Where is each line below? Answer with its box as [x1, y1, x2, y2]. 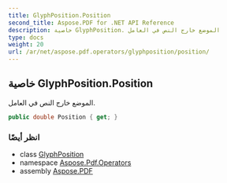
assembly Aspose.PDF [19, 166, 93, 175]
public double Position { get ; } [8, 113, 118, 121]
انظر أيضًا [8, 131, 40, 142]
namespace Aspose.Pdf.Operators [19, 158, 132, 167]
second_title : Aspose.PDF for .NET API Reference [8, 19, 175, 27]
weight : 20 [8, 41, 44, 49]
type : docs [8, 33, 44, 42]
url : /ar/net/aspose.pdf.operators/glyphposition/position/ [8, 48, 210, 56]
